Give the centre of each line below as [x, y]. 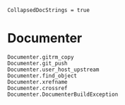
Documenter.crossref [38, 88]
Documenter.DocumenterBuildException [63, 94]
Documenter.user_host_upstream [53, 70]
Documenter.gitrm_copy [41, 57]
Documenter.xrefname [38, 82]
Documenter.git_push [38, 63]
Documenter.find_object [42, 76]
